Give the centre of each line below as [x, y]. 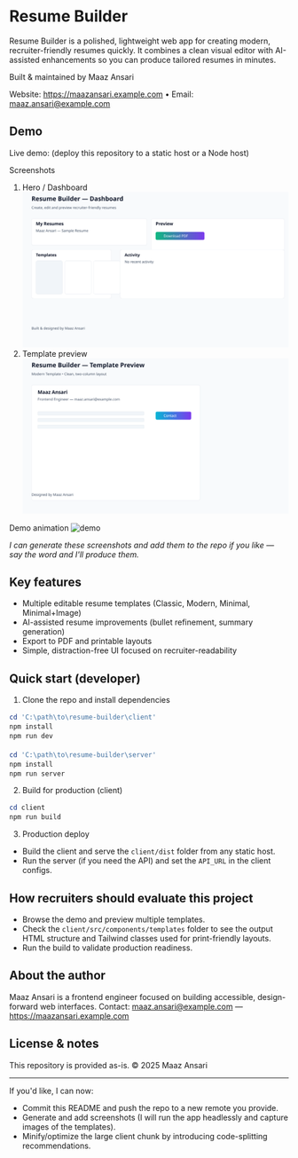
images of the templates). [69, 1126]
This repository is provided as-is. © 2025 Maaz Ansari [109, 1065]
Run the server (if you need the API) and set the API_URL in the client [146, 861]
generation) [43, 632]
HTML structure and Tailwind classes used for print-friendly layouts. [147, 938]
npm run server [37, 774]
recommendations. [56, 1146]
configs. [37, 870]
